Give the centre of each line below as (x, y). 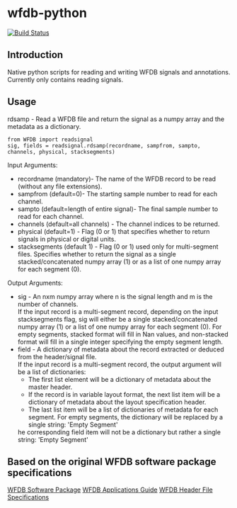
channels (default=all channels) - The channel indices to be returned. (118, 224)
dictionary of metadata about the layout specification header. (117, 402)
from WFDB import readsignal (50, 140)
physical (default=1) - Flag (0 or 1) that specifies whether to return (114, 231)
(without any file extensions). (60, 186)
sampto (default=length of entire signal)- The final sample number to (118, 209)
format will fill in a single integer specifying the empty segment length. (120, 342)
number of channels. (48, 304)
